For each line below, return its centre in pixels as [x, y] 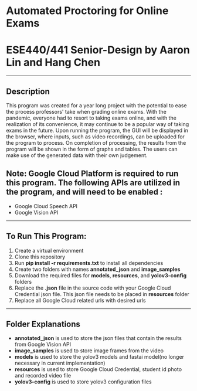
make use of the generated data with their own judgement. [77, 155]
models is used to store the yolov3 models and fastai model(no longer [99, 357]
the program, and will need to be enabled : [84, 192]
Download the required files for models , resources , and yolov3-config [101, 275]
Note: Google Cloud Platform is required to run [92, 174]
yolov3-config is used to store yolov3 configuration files [83, 382]
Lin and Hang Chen [53, 62]
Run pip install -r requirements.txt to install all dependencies [89, 263]
